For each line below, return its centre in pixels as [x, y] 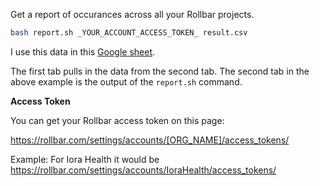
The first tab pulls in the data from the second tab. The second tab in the [160, 71]
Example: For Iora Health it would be [85, 159]
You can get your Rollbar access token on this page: [117, 120]
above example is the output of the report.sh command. [126, 81]
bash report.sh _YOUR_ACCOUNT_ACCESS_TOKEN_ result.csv [129, 33]
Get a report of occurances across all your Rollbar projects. [132, 14]
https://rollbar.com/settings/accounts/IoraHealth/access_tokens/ [143, 170]
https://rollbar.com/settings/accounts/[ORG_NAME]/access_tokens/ [150, 140]
